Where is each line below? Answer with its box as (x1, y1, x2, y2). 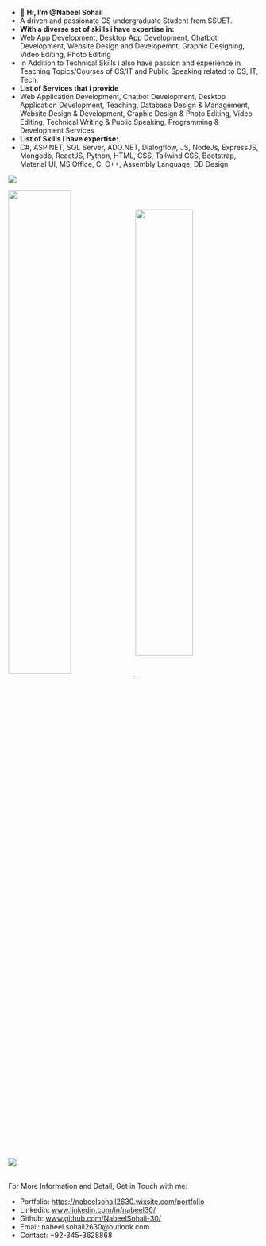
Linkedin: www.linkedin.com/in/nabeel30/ (19, 1205, 156, 1214)
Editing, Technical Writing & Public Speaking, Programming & (19, 118, 220, 126)
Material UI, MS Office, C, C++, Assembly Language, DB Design (19, 160, 229, 168)
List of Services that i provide (19, 83, 119, 93)
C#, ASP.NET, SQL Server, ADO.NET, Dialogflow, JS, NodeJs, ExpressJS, (19, 143, 259, 152)
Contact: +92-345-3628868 (19, 1231, 113, 1240)
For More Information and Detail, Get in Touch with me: (8, 1182, 188, 1190)
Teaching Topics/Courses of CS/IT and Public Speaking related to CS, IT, (19, 67, 259, 75)
